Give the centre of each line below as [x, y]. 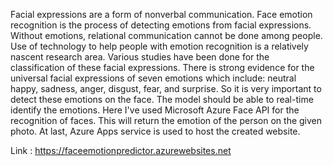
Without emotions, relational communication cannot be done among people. [166, 35]
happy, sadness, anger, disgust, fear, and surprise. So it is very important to [166, 88]
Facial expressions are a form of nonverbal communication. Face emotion [161, 14]
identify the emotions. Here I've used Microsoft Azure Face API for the [155, 110]
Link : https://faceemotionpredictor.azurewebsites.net [121, 150]
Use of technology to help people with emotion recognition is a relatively [159, 46]
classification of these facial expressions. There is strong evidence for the [162, 67]
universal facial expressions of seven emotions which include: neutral [153, 78]
